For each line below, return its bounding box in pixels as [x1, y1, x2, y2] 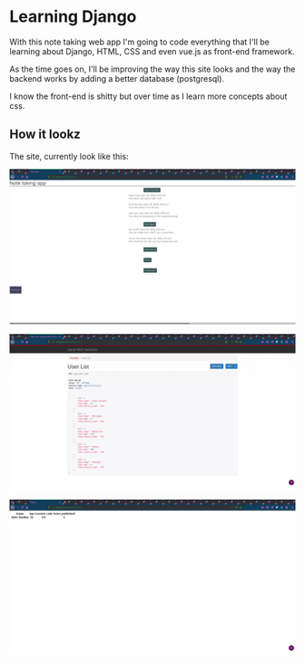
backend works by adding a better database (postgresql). [9, 73, 225, 83]
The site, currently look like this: [9, 151, 129, 161]
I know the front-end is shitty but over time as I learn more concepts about [9, 91, 288, 102]
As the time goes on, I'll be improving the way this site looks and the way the [9, 63, 296, 74]
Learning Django [9, 6, 137, 27]
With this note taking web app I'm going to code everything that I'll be [9, 36, 271, 47]
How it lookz [9, 127, 82, 142]
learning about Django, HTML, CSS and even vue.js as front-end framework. [9, 45, 295, 56]
